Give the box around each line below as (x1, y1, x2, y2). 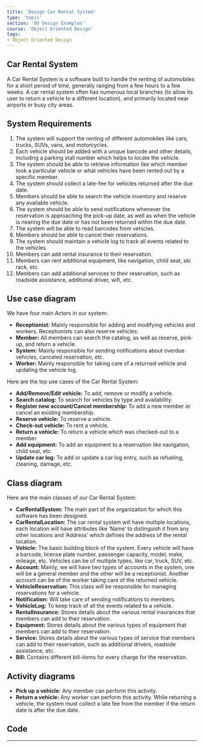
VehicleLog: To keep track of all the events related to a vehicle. (15, 602, 173, 610)
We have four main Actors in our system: (7, 310, 108, 317)
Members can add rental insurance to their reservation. (15, 250, 153, 258)
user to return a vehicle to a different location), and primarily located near (7, 94, 189, 102)
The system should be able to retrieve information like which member (15, 160, 188, 168)
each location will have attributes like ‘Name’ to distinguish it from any (15, 525, 189, 532)
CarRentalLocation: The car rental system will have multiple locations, (15, 518, 191, 526)
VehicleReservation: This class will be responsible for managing (15, 583, 176, 590)
